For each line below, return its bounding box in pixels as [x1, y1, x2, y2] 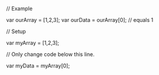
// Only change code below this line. [6, 51, 95, 58]
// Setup [6, 28, 26, 35]
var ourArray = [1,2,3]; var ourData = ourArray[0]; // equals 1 [6, 17, 154, 23]
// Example [6, 5, 33, 12]
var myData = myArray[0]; [6, 62, 70, 69]
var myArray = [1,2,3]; [6, 40, 60, 46]
